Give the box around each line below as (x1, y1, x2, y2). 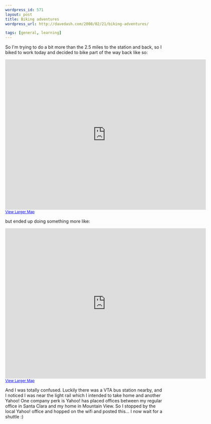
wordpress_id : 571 (5, 7, 44, 13)
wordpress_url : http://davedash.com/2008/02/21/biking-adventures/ (5, 21, 149, 27)
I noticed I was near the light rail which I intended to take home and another (5, 392, 161, 398)
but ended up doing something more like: (5, 219, 90, 225)
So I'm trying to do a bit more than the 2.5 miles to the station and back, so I (5, 44, 162, 50)
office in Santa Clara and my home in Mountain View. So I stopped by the (5, 403, 156, 409)
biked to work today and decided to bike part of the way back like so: (5, 50, 148, 56)
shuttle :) (5, 414, 24, 420)
